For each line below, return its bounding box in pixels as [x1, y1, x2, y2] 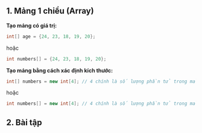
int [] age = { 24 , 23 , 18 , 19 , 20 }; [6, 34, 96, 40]
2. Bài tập [6, 117, 42, 128]
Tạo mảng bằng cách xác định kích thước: [6, 66, 113, 74]
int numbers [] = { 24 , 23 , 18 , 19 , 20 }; [6, 56, 107, 62]
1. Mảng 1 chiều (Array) [6, 6, 95, 16]
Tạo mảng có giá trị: [6, 22, 57, 29]
